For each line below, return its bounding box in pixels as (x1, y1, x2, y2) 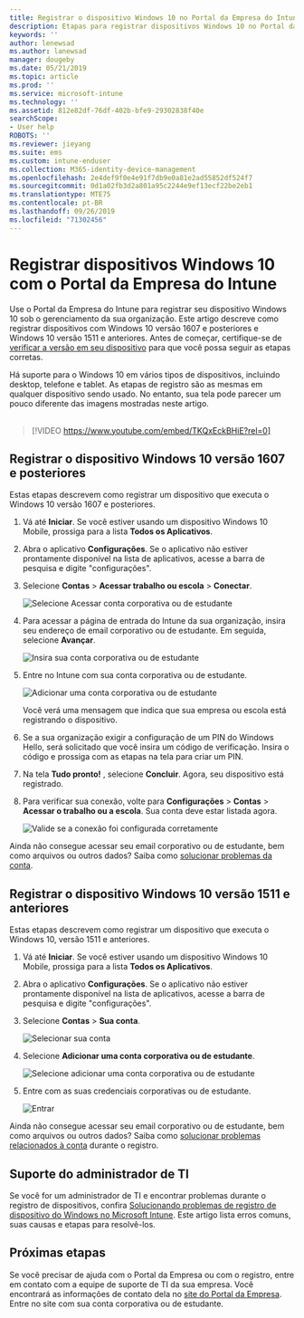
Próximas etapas (9, 1246, 106, 1261)
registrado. (22, 778, 64, 789)
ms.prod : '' (9, 81, 54, 90)
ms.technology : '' (9, 97, 79, 107)
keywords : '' (9, 30, 59, 39)
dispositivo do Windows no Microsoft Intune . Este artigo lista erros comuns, (9, 1209, 291, 1220)
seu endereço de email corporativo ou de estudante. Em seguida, (22, 626, 267, 636)
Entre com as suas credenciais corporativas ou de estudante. (22, 1085, 252, 1096)
